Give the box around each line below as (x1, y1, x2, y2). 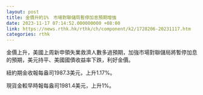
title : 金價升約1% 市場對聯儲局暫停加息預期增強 (6, 15, 117, 21)
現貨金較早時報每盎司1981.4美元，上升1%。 (6, 82, 115, 90)
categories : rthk (6, 31, 50, 38)
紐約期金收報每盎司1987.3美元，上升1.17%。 (6, 69, 116, 76)
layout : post (6, 8, 39, 15)
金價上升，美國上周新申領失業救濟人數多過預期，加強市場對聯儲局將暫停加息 (6, 49, 198, 56)
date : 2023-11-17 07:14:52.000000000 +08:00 (6, 20, 121, 26)
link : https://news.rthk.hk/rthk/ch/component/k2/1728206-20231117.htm (6, 25, 191, 32)
